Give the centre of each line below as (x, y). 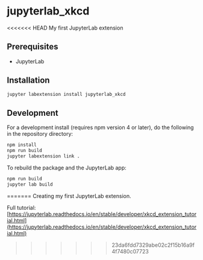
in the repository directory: (40, 134)
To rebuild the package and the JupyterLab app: (67, 168)
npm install (22, 145)
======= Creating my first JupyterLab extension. (69, 196)
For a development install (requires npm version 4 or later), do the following (101, 127)
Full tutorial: (21, 208)
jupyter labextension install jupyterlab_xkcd (66, 94)
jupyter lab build (30, 184)
